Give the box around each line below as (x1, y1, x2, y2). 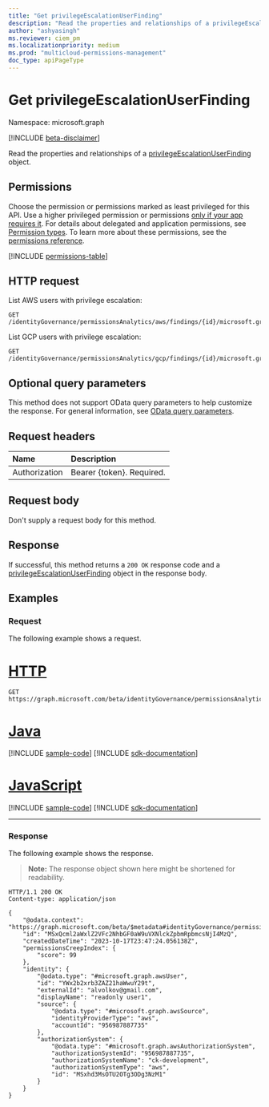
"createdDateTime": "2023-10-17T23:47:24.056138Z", (22, 937, 199, 946)
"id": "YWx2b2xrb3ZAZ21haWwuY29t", (37, 980, 156, 988)
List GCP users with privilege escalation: (8, 332, 142, 341)
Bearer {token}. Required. (70, 467, 166, 478)
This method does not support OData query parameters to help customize (8, 398, 252, 407)
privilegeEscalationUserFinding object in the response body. (8, 568, 207, 578)
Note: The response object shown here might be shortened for (27, 864, 236, 874)
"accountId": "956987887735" (50, 1021, 149, 1030)
